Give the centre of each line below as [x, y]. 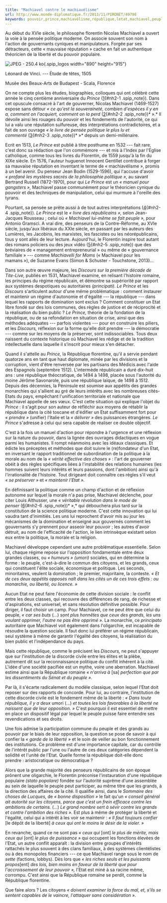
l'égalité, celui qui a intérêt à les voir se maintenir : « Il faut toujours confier [82, 818]
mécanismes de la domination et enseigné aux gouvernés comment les [78, 522]
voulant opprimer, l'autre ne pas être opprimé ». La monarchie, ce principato [83, 620]
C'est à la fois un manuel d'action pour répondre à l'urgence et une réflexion [83, 433]
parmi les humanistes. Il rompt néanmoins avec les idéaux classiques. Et [79, 443]
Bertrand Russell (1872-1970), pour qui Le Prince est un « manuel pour [77, 182]
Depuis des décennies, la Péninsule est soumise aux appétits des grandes [81, 386]
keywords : [15, 19]
